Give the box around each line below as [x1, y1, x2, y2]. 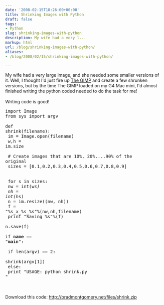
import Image [5, 108, 38, 114]
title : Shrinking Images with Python [5, 12, 84, 17]
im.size [5, 143, 24, 149]
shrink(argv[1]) [5, 259, 45, 265]
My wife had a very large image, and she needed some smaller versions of [5, 72, 159, 78]
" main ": [5, 239, 24, 245]
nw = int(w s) [8, 184, 40, 190]
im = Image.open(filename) [8, 133, 74, 139]
